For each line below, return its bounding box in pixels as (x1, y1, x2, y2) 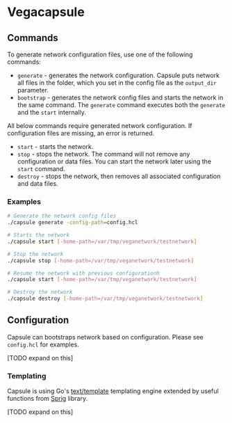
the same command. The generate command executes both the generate (17, 101, 226, 109)
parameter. (17, 86, 49, 94)
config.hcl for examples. (7, 340, 80, 349)
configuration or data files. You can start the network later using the (17, 157, 212, 166)
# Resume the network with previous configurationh (7, 269, 160, 277)
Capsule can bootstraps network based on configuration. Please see (7, 333, 204, 341)
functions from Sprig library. (7, 394, 88, 403)
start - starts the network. (17, 143, 94, 150)
